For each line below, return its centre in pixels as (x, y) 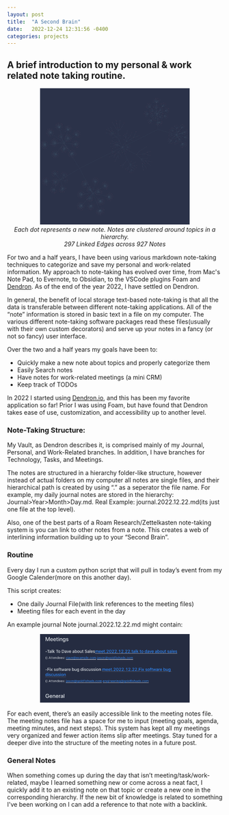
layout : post (26, 14)
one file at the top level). (41, 509)
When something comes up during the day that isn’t (80, 775)
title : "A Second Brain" (44, 22)
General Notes (31, 760)
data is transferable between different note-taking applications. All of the (109, 307)
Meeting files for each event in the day (71, 611)
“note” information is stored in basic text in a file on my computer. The (106, 314)
